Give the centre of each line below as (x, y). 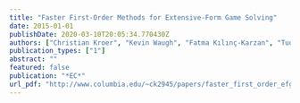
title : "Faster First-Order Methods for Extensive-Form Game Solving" (143, 17)
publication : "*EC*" (48, 76)
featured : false (39, 68)
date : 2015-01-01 (42, 26)
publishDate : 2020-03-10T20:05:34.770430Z (89, 34)
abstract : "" (33, 59)
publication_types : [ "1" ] (57, 51)
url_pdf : (25, 84)
